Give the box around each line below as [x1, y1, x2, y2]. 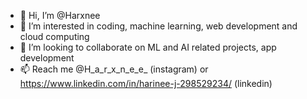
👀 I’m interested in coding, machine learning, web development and [19, 20, 298, 32]
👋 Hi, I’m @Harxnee [19, 10, 101, 21]
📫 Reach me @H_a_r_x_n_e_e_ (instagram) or [19, 63, 209, 75]
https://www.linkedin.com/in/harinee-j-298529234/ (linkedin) [19, 78, 273, 89]
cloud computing [19, 31, 90, 42]
